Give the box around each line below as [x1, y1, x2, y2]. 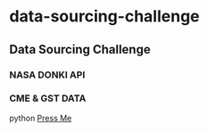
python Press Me [9, 112, 72, 123]
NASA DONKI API [9, 69, 86, 81]
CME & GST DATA [9, 92, 87, 104]
